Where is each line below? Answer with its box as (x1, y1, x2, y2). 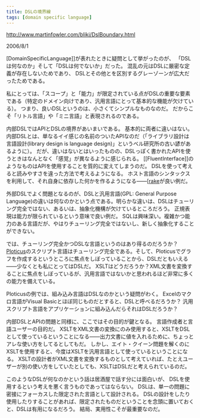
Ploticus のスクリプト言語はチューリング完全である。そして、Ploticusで (6, 248, 181, 255)
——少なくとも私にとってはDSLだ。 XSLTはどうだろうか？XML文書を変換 (6, 263, 187, 270)
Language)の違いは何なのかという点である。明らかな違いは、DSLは (6, 197, 174, 205)
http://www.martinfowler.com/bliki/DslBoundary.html (6, 30, 136, 38)
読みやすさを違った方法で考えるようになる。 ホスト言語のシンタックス (16, 170, 191, 177)
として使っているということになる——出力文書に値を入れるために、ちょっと (6, 332, 194, 340)
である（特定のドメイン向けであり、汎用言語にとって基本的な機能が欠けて (6, 97, 189, 105)
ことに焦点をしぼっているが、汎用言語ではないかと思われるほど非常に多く (11, 270, 194, 277)
